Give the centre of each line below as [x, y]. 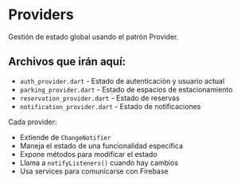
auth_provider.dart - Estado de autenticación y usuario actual [122, 80]
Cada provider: [33, 122]
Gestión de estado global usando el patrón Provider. [93, 37]
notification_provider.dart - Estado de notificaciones [110, 106]
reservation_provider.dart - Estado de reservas [100, 98]
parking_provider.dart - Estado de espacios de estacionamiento [126, 89]
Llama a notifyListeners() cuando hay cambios [99, 162]
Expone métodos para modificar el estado [88, 154]
